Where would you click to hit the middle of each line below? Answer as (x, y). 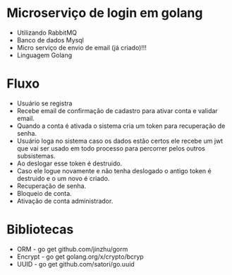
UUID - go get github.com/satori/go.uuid (75, 264)
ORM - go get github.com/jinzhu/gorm (72, 249)
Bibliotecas (40, 229)
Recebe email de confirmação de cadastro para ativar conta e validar (117, 110)
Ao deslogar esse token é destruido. (69, 163)
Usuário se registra (44, 103)
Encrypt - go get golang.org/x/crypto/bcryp (80, 257)
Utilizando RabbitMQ (47, 33)
